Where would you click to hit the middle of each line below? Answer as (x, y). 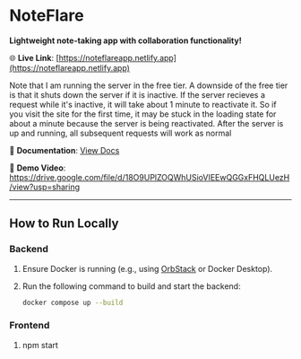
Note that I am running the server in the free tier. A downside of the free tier (149, 85)
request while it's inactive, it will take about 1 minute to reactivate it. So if (143, 104)
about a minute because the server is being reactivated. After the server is (146, 123)
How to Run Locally (64, 224)
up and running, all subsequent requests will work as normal (120, 133)
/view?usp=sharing (45, 187)
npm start (40, 345)
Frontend (30, 326)
